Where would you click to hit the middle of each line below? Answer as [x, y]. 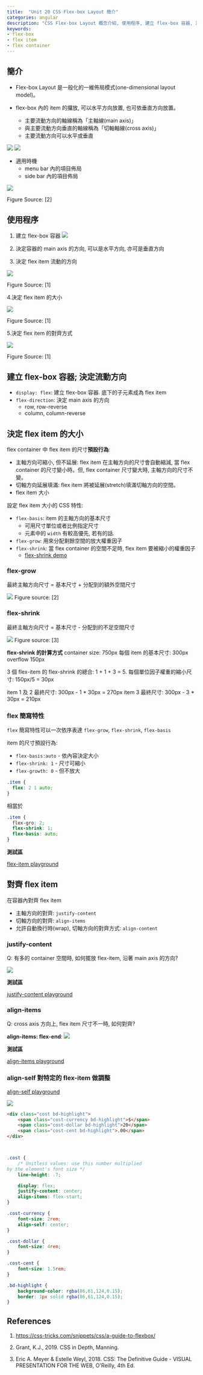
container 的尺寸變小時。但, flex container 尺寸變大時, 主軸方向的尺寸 [102, 470]
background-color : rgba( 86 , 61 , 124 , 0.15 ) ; [70, 1291]
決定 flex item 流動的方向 [46, 261]
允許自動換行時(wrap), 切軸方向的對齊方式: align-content [87, 928]
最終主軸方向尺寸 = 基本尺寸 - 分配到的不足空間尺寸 [71, 627]
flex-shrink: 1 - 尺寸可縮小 [51, 763]
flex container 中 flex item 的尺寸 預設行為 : [59, 449]
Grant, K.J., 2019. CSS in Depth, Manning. [67, 1347]
